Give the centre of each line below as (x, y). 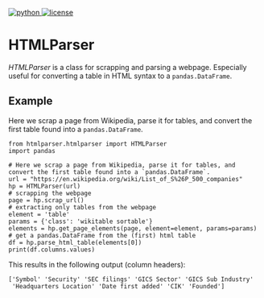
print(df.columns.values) (52, 250)
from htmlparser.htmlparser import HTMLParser (88, 144)
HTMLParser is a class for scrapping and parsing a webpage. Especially (128, 67)
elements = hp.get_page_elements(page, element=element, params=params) (133, 228)
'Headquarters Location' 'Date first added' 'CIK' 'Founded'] (118, 286)
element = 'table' (39, 214)
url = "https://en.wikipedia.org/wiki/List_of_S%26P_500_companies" (126, 179)
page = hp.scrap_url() (46, 200)
